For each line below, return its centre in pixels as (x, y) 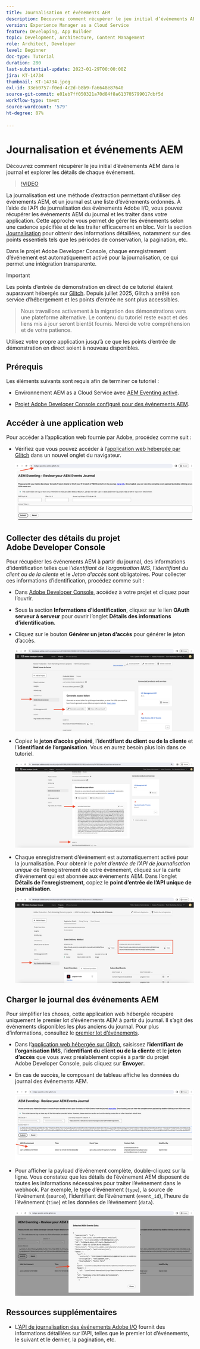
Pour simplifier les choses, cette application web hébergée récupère (90, 1014)
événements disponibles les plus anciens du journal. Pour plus (82, 1027)
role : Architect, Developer (41, 44)
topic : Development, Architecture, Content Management (76, 38)
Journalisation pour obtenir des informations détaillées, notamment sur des (99, 233)
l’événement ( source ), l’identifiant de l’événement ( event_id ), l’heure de (102, 1196)
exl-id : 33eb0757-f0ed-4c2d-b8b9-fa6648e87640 (65, 88)
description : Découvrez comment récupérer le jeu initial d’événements (97, 19)
